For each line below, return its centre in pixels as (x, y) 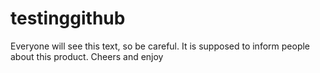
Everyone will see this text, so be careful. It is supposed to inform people (160, 46)
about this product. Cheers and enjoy (87, 56)
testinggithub (68, 18)
